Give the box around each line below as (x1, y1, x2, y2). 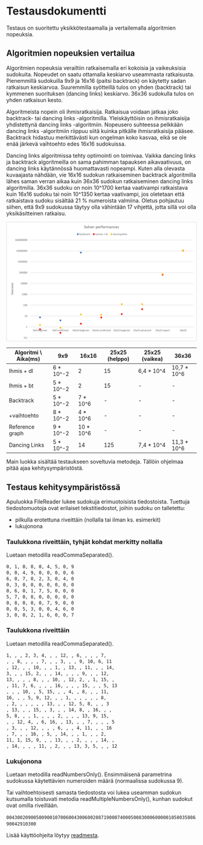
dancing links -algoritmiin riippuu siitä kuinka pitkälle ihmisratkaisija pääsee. (6, 127, 195, 134)
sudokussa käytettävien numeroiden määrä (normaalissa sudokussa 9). (6, 777, 184, 784)
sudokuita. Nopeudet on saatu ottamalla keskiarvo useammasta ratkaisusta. (6, 71, 195, 78)
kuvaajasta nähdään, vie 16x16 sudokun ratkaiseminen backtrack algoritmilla (6, 171, 196, 178)
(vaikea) (141, 355, 163, 363)
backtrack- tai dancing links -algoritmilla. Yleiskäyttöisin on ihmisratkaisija (6, 114, 190, 121)
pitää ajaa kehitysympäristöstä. (6, 464, 84, 472)
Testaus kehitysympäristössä (6, 482, 121, 492)
